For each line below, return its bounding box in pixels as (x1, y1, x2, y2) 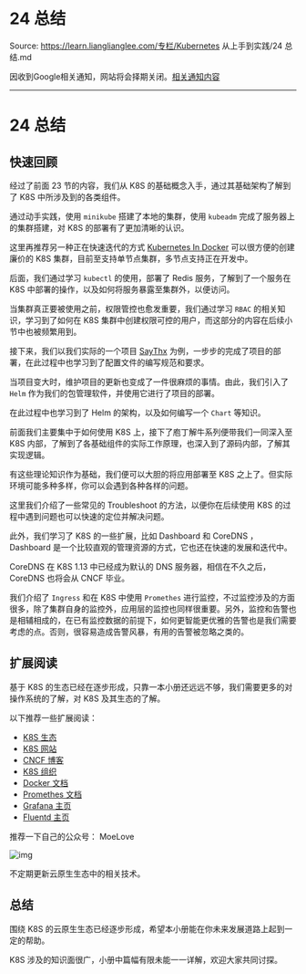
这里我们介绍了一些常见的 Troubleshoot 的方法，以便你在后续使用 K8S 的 (9, 499, 283, 510)
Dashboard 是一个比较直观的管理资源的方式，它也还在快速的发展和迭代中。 (9, 541, 293, 552)
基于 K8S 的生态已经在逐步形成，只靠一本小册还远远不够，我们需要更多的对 (9, 681, 293, 692)
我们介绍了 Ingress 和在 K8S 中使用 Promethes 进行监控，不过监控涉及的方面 (9, 592, 296, 602)
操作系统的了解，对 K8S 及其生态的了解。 (9, 693, 166, 704)
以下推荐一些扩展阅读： (9, 712, 97, 723)
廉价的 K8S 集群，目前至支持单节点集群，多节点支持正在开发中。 (9, 253, 253, 264)
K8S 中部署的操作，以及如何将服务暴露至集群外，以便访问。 (9, 284, 235, 295)
